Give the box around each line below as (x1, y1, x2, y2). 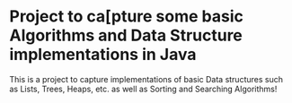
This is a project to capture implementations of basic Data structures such (9, 73, 283, 84)
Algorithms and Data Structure (9, 25, 243, 46)
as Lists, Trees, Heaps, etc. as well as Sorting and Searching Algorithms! (9, 83, 278, 94)
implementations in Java (9, 45, 197, 64)
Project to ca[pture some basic (9, 6, 244, 27)
